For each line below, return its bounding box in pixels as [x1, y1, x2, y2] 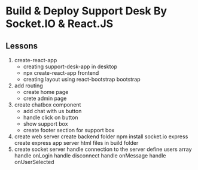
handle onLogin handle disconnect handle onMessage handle [14, 152, 166, 159]
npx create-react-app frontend [23, 69, 99, 76]
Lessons [5, 41, 38, 51]
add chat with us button [23, 108, 82, 114]
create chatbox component [14, 101, 81, 108]
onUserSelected [14, 159, 54, 165]
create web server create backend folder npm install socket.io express [14, 133, 188, 140]
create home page [23, 89, 69, 95]
